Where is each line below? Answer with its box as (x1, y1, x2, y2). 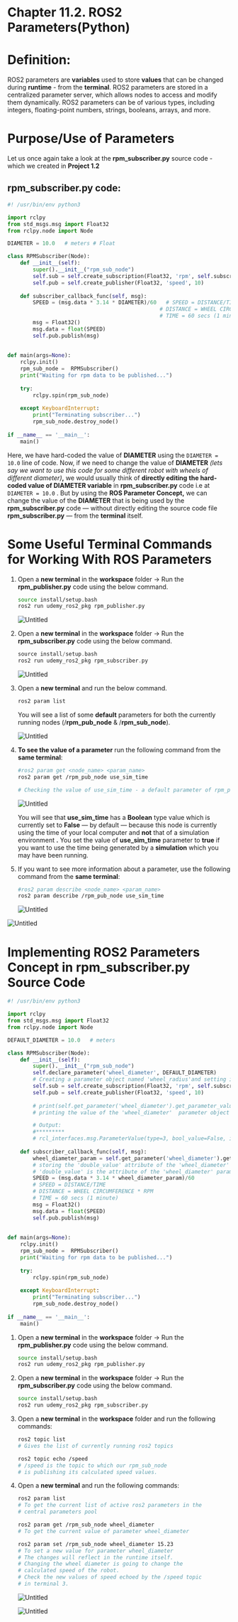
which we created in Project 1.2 (7, 161, 100, 171)
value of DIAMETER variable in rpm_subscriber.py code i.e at (28, 481, 210, 489)
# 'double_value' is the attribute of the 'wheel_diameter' (33, 1168, 214, 1175)
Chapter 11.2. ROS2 (7, 4, 123, 21)
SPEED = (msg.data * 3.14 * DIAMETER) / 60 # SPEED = (33, 299, 195, 306)
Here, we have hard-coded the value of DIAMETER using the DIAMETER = (7, 451, 218, 459)
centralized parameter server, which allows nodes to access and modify (7, 90, 217, 100)
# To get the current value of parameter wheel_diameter (17, 1527, 190, 1535)
